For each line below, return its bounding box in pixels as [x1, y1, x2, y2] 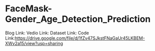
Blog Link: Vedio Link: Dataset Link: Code [5, 30, 89, 36]
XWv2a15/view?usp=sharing [5, 40, 63, 46]
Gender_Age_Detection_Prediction [5, 13, 151, 25]
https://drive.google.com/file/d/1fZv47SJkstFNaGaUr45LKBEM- [14, 35, 145, 41]
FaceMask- [5, 3, 52, 14]
